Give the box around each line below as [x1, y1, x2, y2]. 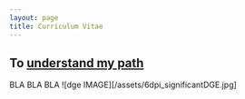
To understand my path [9, 55, 144, 71]
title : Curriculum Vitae [9, 22, 103, 31]
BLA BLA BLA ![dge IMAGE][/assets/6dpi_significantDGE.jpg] [9, 79, 238, 91]
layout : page [9, 13, 59, 23]
